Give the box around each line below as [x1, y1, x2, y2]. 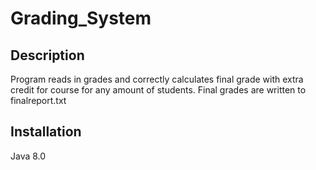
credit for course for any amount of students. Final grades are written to [10, 84, 307, 96]
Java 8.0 [10, 150, 47, 162]
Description [10, 47, 85, 64]
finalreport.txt [10, 95, 67, 106]
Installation [10, 123, 82, 141]
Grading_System [10, 7, 152, 30]
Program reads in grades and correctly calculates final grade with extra [10, 73, 304, 85]
